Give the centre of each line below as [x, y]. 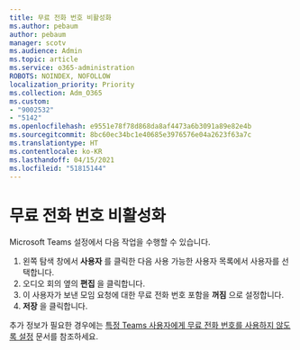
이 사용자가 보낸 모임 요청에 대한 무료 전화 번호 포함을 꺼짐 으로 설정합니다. [153, 295]
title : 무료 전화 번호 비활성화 [60, 18]
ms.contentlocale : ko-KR [56, 151]
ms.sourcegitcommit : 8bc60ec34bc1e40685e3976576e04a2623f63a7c [131, 135]
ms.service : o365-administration [72, 68]
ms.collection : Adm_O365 [56, 93]
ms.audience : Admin [46, 51]
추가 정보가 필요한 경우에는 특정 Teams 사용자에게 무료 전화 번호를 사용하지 [142, 326]
